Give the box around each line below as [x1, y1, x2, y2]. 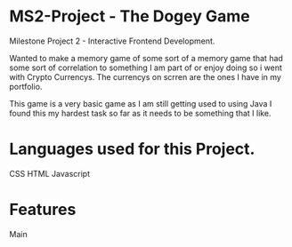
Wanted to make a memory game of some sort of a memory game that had [9, 52, 283, 63]
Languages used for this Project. [9, 139, 255, 159]
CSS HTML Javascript [9, 168, 91, 179]
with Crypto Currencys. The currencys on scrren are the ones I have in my [9, 71, 282, 82]
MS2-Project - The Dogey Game [9, 6, 251, 27]
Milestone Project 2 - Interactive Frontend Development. [9, 36, 215, 46]
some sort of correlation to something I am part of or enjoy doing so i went [9, 62, 283, 73]
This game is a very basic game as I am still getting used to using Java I [9, 98, 272, 108]
